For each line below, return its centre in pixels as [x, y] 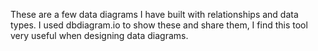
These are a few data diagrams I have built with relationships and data [154, 14]
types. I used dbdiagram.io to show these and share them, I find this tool [159, 25]
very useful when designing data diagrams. [99, 35]
